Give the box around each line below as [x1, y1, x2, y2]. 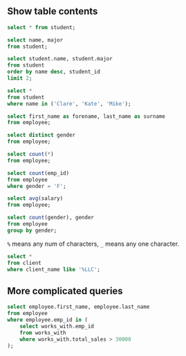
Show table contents [7, 6, 98, 17]
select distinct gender [7, 132, 76, 139]
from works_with [19, 329, 67, 336]
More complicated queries [7, 285, 123, 297]
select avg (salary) [7, 195, 64, 202]
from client [7, 260, 41, 266]
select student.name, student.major [7, 56, 113, 62]
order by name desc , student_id [7, 69, 100, 76]
